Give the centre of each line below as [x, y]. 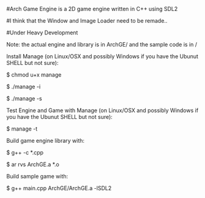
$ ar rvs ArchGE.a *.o [33, 164]
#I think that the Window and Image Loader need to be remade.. [87, 21]
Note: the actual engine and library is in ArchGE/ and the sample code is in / [102, 44]
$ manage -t [22, 129]
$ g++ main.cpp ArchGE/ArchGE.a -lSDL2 [59, 188]
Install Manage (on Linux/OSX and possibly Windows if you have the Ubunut [102, 56]
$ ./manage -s [24, 98]
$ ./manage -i [24, 86]
